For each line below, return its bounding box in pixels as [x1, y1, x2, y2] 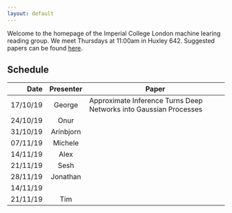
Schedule [7, 64, 50, 76]
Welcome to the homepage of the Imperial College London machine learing [7, 29, 221, 37]
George [54, 100, 78, 110]
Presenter [49, 84, 83, 94]
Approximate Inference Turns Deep [89, 96, 203, 106]
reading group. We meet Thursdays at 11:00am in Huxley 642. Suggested [7, 36, 215, 45]
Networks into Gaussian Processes [89, 104, 202, 114]
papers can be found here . [7, 44, 83, 52]
